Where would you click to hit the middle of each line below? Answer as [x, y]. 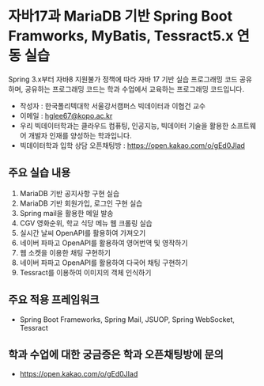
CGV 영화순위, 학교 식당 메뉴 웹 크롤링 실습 [86, 223]
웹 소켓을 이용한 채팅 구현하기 [65, 252]
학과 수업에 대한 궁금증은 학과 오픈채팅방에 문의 [116, 354]
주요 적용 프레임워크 [54, 300]
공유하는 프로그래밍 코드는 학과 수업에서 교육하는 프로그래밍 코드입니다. [135, 89]
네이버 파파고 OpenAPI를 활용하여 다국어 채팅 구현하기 [104, 263]
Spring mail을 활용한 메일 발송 [66, 213]
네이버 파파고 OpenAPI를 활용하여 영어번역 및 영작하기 [104, 243]
